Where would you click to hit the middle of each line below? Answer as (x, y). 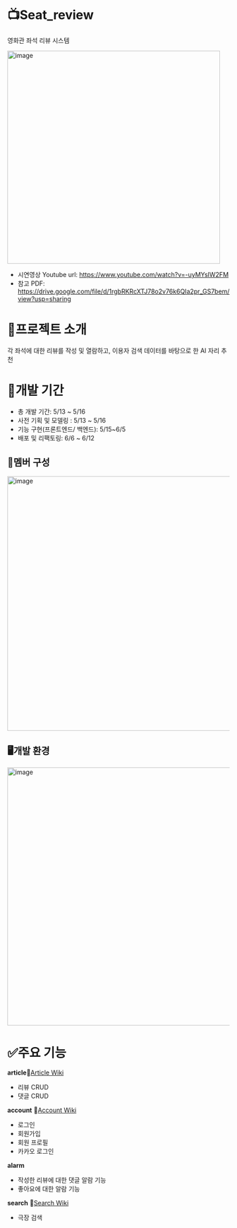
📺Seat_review (50, 15)
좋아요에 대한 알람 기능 (49, 1189)
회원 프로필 (33, 1142)
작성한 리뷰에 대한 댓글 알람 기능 (62, 1180)
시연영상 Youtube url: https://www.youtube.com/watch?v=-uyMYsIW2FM (123, 274)
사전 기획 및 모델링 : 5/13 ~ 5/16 (62, 420)
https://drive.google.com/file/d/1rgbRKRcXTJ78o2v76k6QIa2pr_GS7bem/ (123, 291)
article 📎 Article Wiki (36, 1072)
